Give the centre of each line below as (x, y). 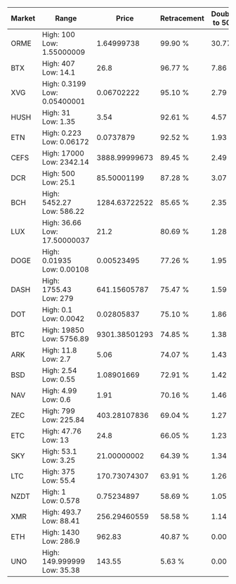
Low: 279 (58, 298)
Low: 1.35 (59, 121)
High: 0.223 (62, 133)
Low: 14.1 (59, 72)
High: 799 (59, 411)
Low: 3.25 (59, 460)
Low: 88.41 (61, 521)
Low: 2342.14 (65, 162)
